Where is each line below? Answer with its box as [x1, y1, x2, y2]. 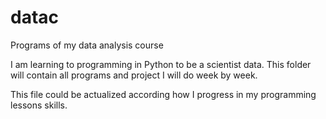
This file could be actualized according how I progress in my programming [10, 88, 317, 100]
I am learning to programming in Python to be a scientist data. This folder [10, 58, 312, 70]
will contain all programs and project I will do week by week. [10, 69, 258, 81]
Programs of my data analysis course [10, 39, 164, 51]
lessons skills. [10, 99, 68, 111]
